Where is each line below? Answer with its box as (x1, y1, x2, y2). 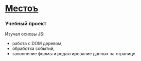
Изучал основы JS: (5, 31, 45, 37)
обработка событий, (12, 46, 55, 51)
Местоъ (5, 3, 39, 14)
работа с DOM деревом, (12, 41, 63, 46)
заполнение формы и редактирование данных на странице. (12, 51, 137, 57)
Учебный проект (5, 20, 47, 27)
